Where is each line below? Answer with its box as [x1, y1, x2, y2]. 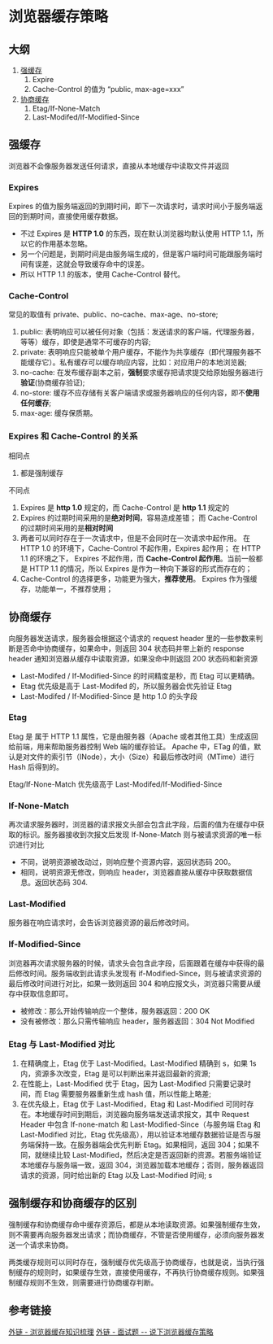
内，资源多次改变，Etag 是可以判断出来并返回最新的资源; [19, 1069, 211, 1078]
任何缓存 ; [19, 398, 52, 408]
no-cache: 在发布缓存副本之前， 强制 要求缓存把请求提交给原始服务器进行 [19, 368, 264, 377]
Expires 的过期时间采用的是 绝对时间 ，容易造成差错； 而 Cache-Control [19, 513, 258, 522]
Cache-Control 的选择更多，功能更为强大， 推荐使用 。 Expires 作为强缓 [19, 574, 258, 583]
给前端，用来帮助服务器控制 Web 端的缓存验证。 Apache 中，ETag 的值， [8, 741, 254, 751]
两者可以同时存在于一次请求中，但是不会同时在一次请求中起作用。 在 [19, 533, 250, 543]
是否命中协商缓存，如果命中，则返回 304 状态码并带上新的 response [15, 644, 245, 653]
